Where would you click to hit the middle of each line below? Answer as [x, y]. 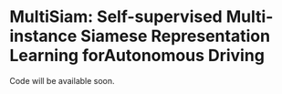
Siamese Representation [176, 36]
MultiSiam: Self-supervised [116, 17]
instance [43, 36]
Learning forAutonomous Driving [137, 56]
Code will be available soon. [63, 80]
